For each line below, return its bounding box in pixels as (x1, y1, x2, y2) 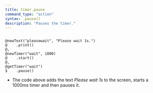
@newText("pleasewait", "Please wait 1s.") (5, 39, 96, 44)
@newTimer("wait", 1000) (5, 51, 56, 56)
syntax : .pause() (5, 16, 41, 21)
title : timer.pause (5, 7, 45, 12)
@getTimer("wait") (5, 64, 43, 69)
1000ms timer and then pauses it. (12, 82, 80, 88)
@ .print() (5, 43, 34, 48)
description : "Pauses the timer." (5, 21, 76, 26)
